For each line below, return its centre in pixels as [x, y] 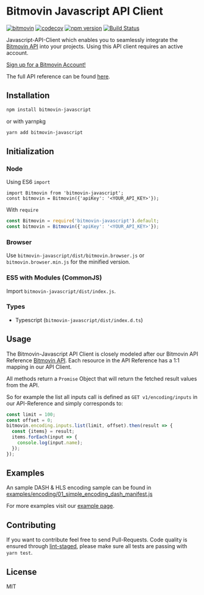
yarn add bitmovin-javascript [45, 132]
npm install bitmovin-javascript [49, 110]
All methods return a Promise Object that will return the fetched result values [102, 378]
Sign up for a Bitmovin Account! [46, 65]
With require [23, 210]
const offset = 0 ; [30, 420]
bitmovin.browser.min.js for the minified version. [68, 262]
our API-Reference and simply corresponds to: [65, 403]
